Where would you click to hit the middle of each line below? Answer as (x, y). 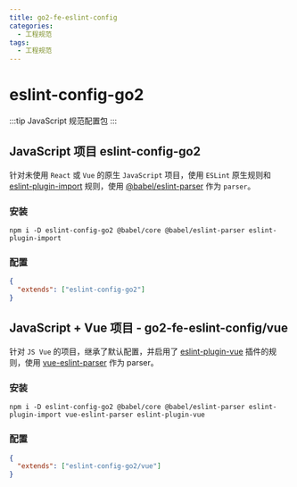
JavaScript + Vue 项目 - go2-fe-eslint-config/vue (148, 328)
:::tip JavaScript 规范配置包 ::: (63, 121)
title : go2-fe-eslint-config (63, 17)
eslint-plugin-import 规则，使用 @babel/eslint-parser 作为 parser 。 (132, 186)
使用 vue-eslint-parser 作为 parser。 (91, 362)
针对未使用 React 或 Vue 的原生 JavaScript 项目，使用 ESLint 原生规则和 (140, 174)
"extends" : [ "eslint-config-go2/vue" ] (90, 466)
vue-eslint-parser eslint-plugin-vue (135, 415)
